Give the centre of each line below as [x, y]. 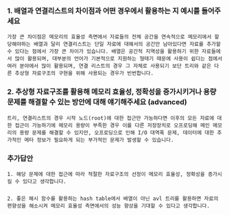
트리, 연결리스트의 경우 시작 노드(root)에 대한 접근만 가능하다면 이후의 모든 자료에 [111, 118]
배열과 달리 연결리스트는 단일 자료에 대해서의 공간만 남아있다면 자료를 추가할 [127, 45]
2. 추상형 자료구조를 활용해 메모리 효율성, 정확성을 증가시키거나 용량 [112, 92]
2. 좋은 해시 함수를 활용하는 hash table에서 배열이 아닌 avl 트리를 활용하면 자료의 [113, 199]
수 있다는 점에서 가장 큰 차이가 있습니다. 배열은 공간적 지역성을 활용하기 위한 [103, 52]
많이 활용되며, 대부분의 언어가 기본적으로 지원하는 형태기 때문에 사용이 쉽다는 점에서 [119, 59]
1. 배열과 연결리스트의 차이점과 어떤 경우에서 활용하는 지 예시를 [104, 10]
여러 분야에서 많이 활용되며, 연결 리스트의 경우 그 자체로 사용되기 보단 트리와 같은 [109, 66]
